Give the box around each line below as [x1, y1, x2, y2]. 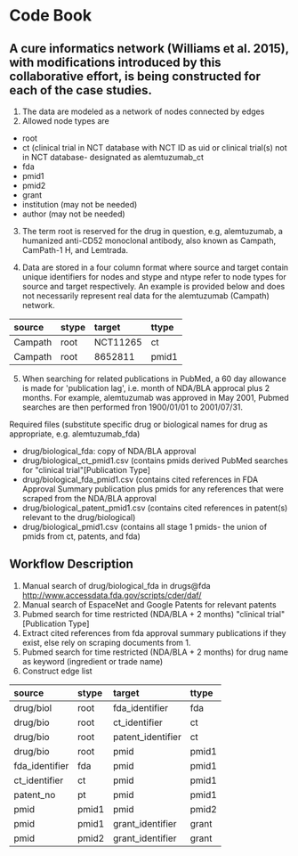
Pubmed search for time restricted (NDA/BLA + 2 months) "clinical [21, 608, 266, 619]
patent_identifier [112, 730, 182, 743]
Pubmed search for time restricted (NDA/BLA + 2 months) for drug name [21, 647, 289, 657]
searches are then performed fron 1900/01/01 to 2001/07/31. [21, 402, 243, 412]
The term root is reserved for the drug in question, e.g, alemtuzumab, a [21, 226, 283, 236]
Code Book [9, 5, 92, 26]
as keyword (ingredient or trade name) [21, 656, 164, 666]
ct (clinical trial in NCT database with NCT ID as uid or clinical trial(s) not [21, 143, 287, 152]
